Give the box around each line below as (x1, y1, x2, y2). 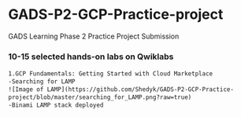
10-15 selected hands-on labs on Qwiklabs (8, 51, 174, 62)
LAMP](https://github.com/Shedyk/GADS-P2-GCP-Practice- (46, 86, 235, 93)
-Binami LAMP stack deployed (8, 101, 104, 109)
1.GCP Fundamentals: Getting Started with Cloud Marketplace (8, 70, 213, 78)
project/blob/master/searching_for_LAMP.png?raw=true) (8, 93, 192, 101)
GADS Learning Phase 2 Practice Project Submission (8, 31, 180, 41)
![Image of (8, 86, 44, 93)
